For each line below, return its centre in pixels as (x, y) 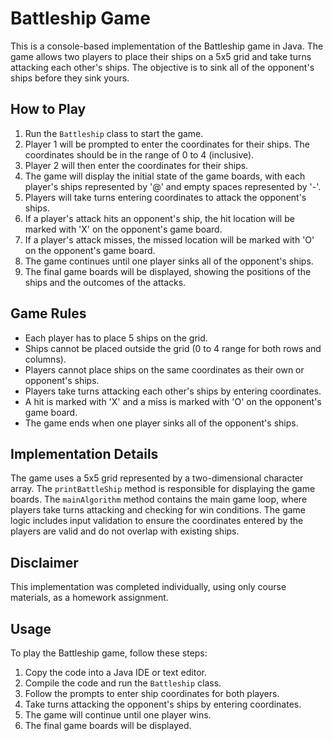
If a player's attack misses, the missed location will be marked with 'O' (169, 239)
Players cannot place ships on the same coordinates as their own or (164, 369)
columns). (45, 359)
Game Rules (48, 313)
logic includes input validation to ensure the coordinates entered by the (157, 521)
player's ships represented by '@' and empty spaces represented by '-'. (173, 186)
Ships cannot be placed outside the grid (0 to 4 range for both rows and (173, 348)
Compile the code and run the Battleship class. (123, 683)
